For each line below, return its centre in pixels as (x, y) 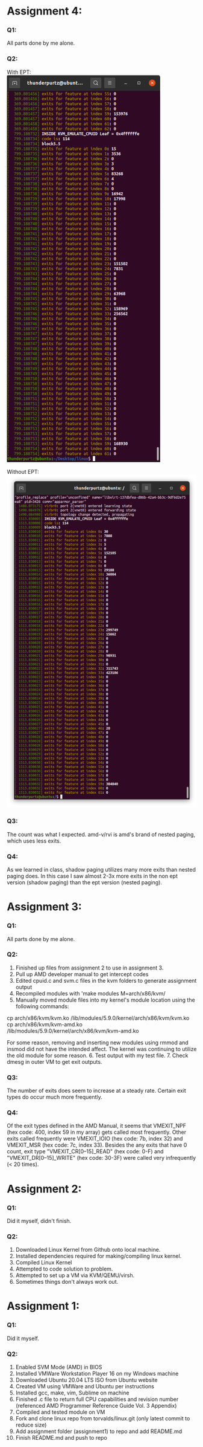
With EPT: (19, 72)
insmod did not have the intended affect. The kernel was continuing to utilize (102, 1049)
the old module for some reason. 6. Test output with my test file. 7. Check (98, 1055)
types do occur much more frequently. (55, 1097)
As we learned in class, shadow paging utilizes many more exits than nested (101, 870)
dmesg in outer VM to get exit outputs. (55, 1061)
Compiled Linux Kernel (44, 1263)
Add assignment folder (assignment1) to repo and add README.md (99, 1431)
